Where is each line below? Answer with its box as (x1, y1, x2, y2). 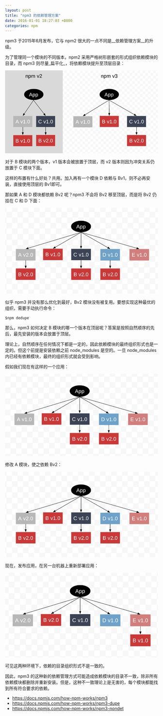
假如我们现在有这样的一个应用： (5, 364, 69, 369)
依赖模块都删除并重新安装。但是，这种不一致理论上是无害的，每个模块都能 (5, 679, 154, 685)
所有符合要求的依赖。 (9, 685, 52, 691)
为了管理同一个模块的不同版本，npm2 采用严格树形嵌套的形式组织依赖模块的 (5, 54, 158, 60)
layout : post (5, 8, 32, 13)
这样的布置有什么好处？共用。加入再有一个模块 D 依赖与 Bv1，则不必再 (5, 175, 147, 181)
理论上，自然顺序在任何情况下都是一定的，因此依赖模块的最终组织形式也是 (5, 341, 154, 347)
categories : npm (5, 23, 38, 28)
